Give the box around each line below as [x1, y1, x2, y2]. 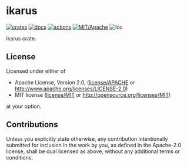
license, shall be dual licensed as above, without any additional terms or [6, 148, 181, 155]
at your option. [6, 103, 42, 110]
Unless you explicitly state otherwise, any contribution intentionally [6, 135, 168, 142]
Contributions [6, 120, 58, 130]
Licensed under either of [6, 67, 66, 74]
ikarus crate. [6, 35, 36, 42]
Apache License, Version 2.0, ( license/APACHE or [14, 79, 135, 86]
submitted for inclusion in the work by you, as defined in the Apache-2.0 [6, 141, 181, 148]
